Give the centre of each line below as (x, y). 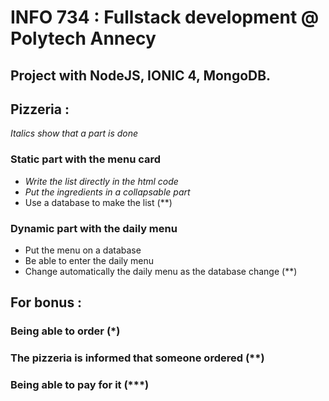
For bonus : (46, 302)
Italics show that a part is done (74, 133)
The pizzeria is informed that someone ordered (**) (137, 358)
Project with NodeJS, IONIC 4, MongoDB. (141, 75)
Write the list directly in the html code (101, 181)
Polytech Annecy (83, 38)
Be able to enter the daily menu (89, 260)
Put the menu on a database (83, 250)
